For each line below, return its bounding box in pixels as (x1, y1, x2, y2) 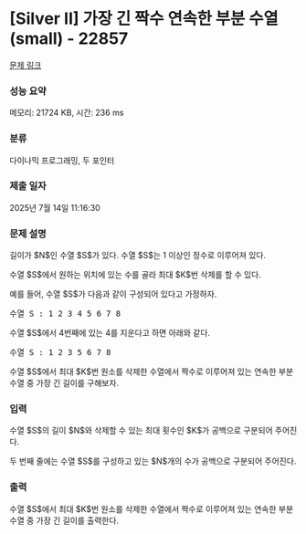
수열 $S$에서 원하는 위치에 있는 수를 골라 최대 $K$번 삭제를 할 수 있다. (9, 269, 262, 280)
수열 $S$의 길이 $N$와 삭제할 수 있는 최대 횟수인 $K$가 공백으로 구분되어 (9, 425, 273, 436)
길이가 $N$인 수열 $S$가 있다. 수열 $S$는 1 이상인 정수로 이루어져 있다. (9, 250, 267, 261)
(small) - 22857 (9, 28, 129, 49)
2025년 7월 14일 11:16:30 (9, 202, 100, 213)
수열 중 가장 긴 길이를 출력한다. (9, 515, 120, 526)
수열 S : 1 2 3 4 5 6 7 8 (9, 309, 121, 319)
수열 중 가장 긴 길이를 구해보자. (9, 378, 120, 389)
